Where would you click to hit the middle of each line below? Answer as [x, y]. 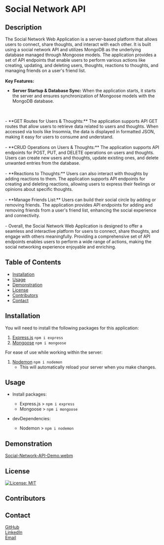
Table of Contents [33, 262]
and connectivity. [23, 215]
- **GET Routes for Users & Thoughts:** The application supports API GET [81, 121]
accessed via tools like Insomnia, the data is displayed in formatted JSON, [80, 131]
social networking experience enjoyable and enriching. [61, 247]
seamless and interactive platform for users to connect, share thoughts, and [82, 231]
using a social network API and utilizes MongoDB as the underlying [73, 50]
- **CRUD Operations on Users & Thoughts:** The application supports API [82, 147]
